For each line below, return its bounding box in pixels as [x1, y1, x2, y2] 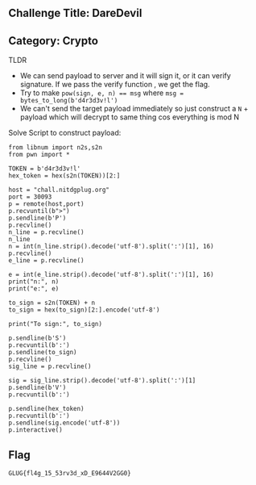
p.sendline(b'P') [8, 214, 67, 223]
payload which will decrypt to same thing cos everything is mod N [19, 112, 240, 122]
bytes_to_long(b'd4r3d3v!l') [19, 97, 118, 105]
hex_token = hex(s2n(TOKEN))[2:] [8, 172, 121, 180]
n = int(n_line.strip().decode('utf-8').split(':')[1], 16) [8, 242, 215, 251]
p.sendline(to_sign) [8, 349, 78, 357]
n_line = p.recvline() [8, 228, 85, 236]
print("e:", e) [8, 285, 60, 293]
